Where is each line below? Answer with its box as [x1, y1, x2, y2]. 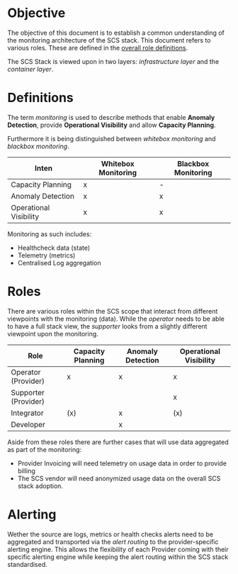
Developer [11, 419, 46, 429]
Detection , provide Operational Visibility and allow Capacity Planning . [7, 121, 216, 129]
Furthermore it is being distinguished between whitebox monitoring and [7, 134, 216, 143]
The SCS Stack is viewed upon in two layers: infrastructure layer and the [7, 57, 220, 65]
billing [17, 466, 35, 475]
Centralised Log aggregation [17, 258, 101, 267]
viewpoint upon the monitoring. [7, 329, 99, 338]
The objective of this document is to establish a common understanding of [7, 28, 225, 37]
